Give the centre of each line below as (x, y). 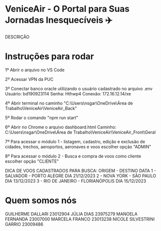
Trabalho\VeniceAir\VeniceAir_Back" (41, 108)
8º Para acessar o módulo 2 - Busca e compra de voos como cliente (73, 156)
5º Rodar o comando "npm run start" (42, 118)
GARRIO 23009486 (24, 224)
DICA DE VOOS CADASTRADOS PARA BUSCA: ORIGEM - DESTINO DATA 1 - (80, 170)
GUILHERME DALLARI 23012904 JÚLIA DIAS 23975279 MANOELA (71, 214)
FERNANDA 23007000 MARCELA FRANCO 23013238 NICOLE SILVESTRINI (80, 219)
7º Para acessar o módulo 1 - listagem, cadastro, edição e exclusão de (75, 141)
